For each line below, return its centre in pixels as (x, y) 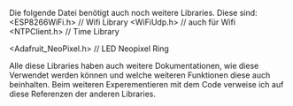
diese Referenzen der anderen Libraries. (83, 94)
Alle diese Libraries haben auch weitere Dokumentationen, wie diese (134, 66)
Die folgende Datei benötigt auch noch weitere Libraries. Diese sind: (134, 13)
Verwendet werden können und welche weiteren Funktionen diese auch (140, 75)
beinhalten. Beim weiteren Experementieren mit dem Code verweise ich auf (146, 84)
